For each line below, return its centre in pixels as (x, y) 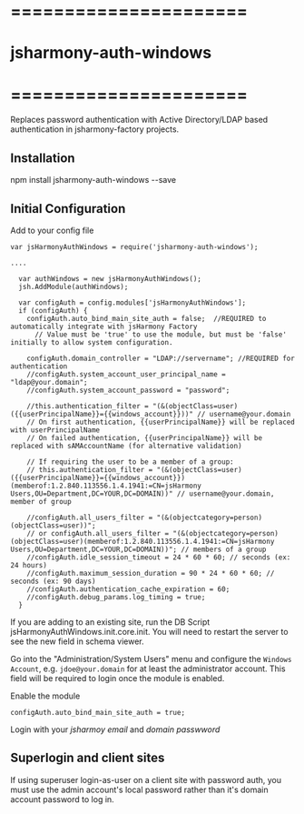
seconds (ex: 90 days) (53, 581)
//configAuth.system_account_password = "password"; (128, 390)
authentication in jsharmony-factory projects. (95, 129)
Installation (43, 158)
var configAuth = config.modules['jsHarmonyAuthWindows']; (132, 302)
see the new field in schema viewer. (77, 641)
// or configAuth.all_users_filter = (98, 533)
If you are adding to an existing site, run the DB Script (110, 622)
